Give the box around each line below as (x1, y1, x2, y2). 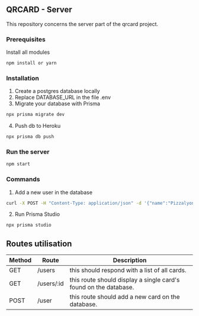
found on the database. (69, 283, 134, 292)
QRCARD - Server (6, 5, 72, 15)
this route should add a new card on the (69, 293, 180, 301)
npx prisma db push (6, 134, 54, 140)
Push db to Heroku (14, 122, 61, 130)
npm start (6, 161, 31, 167)
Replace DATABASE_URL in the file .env (14, 94, 111, 101)
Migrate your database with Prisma (14, 100, 101, 107)
